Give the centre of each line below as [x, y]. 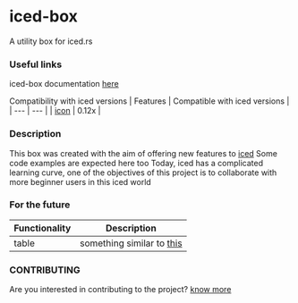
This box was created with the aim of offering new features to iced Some [143, 153]
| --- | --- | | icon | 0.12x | [55, 111]
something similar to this [131, 243]
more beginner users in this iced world [81, 181]
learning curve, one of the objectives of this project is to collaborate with [143, 173]
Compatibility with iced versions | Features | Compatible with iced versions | [149, 101]
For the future [40, 205]
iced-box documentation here [64, 84]
